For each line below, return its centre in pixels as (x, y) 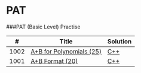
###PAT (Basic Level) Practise (43, 27)
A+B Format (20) (54, 61)
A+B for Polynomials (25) (66, 51)
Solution (119, 41)
